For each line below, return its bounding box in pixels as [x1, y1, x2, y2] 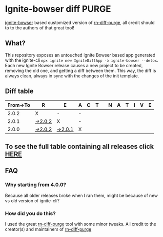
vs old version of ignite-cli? [5, 197, 60, 204]
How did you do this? [5, 210, 56, 216]
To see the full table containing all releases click [5, 142, 154, 150]
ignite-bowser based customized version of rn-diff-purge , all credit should [5, 20, 155, 25]
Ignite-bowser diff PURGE [5, 3, 111, 15]
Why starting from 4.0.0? [5, 181, 66, 188]
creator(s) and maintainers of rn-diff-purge [5, 226, 92, 232]
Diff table [5, 87, 34, 95]
